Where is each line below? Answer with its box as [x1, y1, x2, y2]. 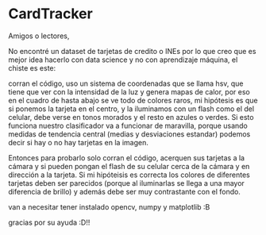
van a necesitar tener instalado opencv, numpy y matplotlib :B [8, 202, 210, 211]
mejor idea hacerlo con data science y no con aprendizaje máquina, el [8, 55, 238, 64]
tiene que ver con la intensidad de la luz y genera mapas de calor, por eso [8, 87, 250, 96]
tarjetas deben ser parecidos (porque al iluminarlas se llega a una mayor [8, 178, 245, 187]
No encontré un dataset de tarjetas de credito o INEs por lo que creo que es [8, 46, 256, 56]
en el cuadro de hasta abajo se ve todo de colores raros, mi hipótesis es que [8, 95, 258, 105]
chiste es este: [8, 63, 56, 72]
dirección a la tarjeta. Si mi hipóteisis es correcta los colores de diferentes [8, 170, 250, 179]
